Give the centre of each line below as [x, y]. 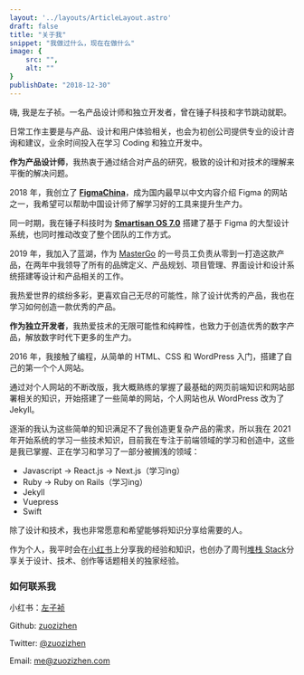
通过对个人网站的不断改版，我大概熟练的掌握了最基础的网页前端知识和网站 [148, 386]
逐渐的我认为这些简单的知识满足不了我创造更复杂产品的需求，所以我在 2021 [150, 428]
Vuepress [40, 501]
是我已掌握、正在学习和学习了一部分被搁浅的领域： [104, 451]
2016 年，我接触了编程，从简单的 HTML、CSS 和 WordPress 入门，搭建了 [147, 356]
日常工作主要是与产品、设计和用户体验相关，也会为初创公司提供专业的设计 [148, 131]
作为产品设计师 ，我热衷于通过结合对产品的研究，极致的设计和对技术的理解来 [152, 162]
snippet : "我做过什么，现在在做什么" [72, 43]
